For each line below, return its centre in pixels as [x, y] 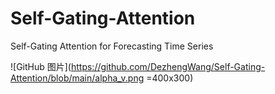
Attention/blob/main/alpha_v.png [77, 78]
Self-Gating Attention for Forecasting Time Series [112, 46]
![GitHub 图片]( [41, 66]
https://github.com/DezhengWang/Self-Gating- [168, 66]
